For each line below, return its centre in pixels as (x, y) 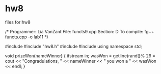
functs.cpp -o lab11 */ (27, 37)
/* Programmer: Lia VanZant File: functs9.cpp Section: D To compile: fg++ (80, 31)
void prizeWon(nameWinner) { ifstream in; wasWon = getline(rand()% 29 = (80, 56)
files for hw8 (18, 22)
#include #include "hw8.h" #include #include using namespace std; (74, 46)
